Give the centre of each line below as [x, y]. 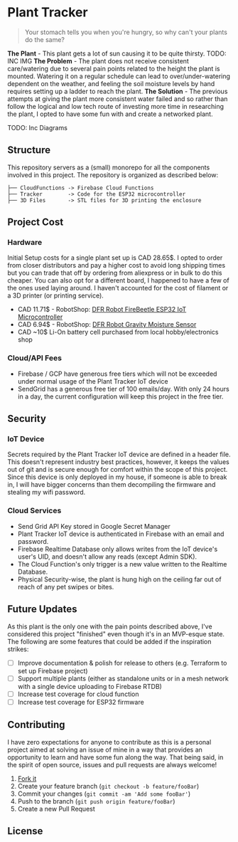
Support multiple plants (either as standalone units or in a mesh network [123, 678]
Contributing [36, 725]
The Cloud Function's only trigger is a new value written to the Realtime [122, 564]
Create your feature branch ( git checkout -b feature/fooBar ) [108, 786]
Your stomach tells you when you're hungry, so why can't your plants [126, 32]
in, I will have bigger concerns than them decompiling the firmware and [112, 485]
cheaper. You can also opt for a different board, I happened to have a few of [118, 280]
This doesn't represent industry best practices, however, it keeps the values [118, 462]
